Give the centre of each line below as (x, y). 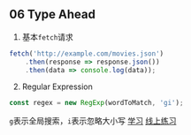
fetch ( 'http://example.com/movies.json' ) (87, 53)
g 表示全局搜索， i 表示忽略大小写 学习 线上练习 (93, 121)
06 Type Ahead (52, 15)
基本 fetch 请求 (47, 37)
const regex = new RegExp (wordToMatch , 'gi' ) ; (96, 103)
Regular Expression (57, 86)
